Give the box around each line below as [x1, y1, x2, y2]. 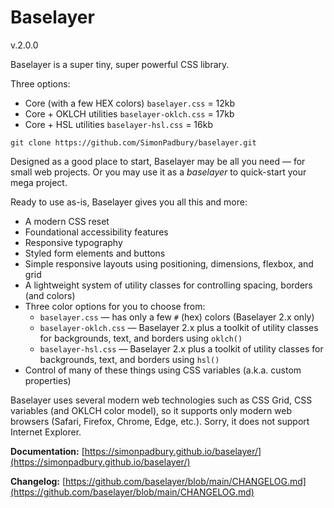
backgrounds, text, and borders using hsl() [39, 353, 220, 365]
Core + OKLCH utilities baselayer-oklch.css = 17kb [24, 107, 235, 120]
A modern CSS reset [24, 215, 110, 227]
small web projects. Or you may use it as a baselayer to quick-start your [10, 166, 307, 178]
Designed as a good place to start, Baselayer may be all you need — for [10, 155, 306, 167]
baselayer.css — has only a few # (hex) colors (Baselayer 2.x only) [39, 311, 315, 323]
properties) [24, 374, 72, 386]
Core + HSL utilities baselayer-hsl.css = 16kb [24, 118, 213, 130]
